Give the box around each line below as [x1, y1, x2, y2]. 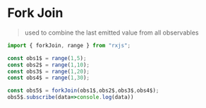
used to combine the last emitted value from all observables [24, 28, 199, 37]
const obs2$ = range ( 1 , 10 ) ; [7, 61, 90, 68]
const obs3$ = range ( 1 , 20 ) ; [7, 68, 90, 75]
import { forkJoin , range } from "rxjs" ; [7, 42, 131, 49]
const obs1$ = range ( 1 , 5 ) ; [7, 54, 87, 61]
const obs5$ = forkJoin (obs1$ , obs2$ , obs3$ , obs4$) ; [7, 87, 159, 95]
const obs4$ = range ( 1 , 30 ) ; [7, 74, 90, 82]
